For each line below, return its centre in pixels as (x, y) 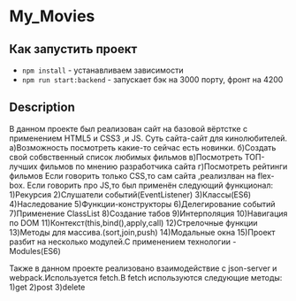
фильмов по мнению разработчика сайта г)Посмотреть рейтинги (163, 166)
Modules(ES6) (35, 251)
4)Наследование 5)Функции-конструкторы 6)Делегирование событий (142, 204)
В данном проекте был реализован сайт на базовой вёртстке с (129, 128)
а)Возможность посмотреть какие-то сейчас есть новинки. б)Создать (143, 147)
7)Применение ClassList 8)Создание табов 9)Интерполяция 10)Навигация (148, 213)
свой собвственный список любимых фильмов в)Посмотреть (126, 157)
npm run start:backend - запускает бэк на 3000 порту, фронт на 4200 (152, 80)
